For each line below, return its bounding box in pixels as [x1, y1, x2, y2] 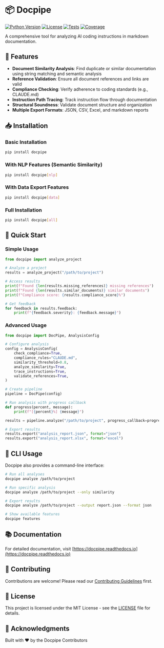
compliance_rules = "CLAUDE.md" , [14, 355, 78, 360]
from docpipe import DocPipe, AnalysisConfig [5, 333, 99, 338]
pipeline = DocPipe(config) [5, 392, 62, 396]
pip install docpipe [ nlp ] [5, 172, 58, 177]
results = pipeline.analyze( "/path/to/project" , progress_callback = [5, 418, 147, 423]
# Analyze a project [5, 266, 47, 271]
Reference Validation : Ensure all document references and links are [12, 76, 149, 81]
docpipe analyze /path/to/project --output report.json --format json [5, 503, 152, 508]
